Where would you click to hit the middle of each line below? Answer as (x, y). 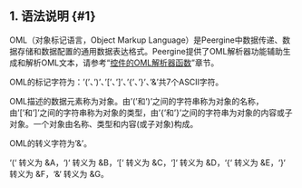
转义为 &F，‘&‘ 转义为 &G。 (59, 173)
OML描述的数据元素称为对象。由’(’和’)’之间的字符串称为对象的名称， (137, 101)
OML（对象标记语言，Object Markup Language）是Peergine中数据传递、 (146, 40)
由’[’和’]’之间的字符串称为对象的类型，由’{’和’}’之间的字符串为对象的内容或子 (151, 113)
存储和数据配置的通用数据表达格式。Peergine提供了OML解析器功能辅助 (150, 51)
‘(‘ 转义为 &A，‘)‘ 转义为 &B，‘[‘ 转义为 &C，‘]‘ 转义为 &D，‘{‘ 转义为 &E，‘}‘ (147, 163)
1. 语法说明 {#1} (53, 16)
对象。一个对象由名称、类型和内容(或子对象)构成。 (104, 124)
